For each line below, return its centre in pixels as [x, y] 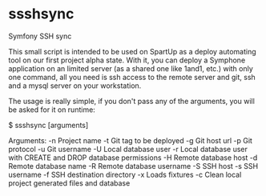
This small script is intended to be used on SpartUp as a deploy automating [132, 51]
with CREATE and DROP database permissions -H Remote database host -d [133, 158]
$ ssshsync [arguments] [48, 125]
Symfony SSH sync [40, 36]
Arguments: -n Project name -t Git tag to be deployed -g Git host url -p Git [130, 140]
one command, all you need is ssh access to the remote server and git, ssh [132, 77]
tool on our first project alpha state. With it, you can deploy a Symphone [127, 60]
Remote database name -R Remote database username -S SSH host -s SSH [133, 166]
